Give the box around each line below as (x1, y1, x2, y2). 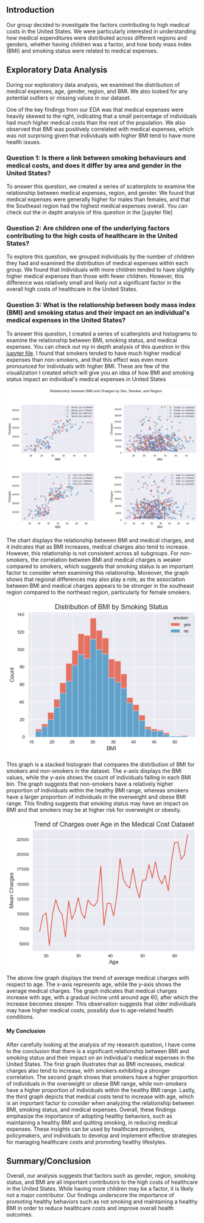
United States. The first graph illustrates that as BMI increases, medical (6, 1060, 185, 1068)
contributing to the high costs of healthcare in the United (6, 232, 178, 240)
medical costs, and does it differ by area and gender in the (6, 161, 181, 170)
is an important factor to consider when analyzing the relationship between (6, 1099, 195, 1106)
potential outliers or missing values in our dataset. (6, 94, 132, 101)
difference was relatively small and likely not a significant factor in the (6, 279, 181, 287)
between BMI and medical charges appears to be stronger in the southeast (6, 582, 194, 590)
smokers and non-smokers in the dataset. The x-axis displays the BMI (6, 767, 182, 775)
